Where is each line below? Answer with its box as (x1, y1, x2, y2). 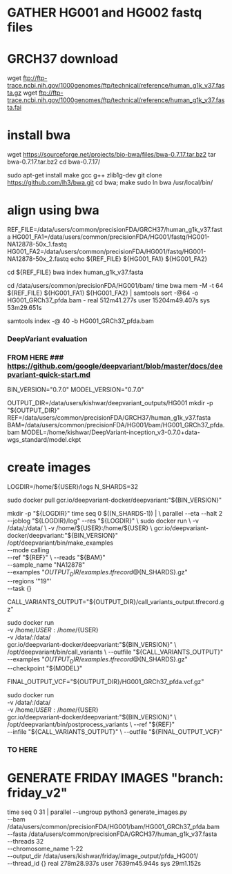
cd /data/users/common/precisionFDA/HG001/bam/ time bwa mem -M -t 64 (7, 282, 224, 289)
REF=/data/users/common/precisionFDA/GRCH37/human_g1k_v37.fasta (7, 414, 211, 422)
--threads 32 (7, 837, 44, 845)
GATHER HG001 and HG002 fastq (7, 5, 202, 21)
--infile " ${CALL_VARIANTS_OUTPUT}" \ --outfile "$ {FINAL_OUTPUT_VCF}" (7, 727, 223, 736)
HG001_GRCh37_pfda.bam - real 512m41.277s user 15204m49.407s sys (7, 296, 211, 304)
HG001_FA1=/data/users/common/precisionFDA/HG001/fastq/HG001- (12, 233, 210, 241)
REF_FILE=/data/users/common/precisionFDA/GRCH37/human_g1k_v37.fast (7, 226, 223, 233)
